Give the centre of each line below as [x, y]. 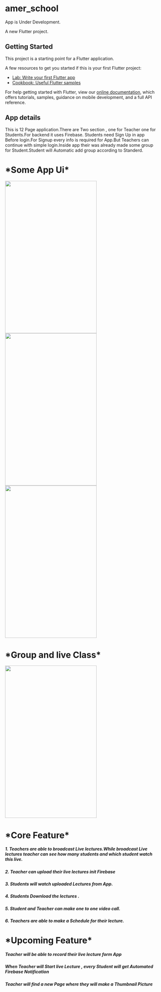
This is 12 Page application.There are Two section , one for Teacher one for [80, 129]
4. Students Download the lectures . [42, 896]
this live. [14, 859]
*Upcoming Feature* [49, 941]
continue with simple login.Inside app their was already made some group [79, 145]
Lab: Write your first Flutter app [44, 77]
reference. [15, 102]
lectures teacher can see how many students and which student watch [79, 854]
